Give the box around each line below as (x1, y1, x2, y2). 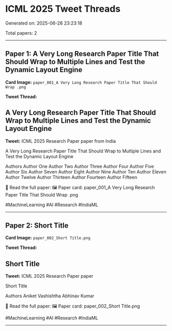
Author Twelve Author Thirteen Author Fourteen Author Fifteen (5, 174, 137, 180)
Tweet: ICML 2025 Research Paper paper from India (5, 138, 116, 144)
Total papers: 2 (5, 30, 37, 36)
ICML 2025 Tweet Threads (5, 3, 121, 15)
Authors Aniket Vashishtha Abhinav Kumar (5, 293, 95, 299)
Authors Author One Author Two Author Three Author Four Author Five (5, 163, 155, 169)
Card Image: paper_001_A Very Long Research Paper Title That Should (5, 79, 157, 85)
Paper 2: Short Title (5, 221, 69, 230)
